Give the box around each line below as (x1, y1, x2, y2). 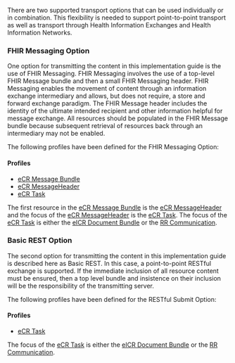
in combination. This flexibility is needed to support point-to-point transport (7, 13, 227, 22)
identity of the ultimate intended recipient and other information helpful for (7, 107, 223, 115)
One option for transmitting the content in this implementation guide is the (7, 62, 222, 70)
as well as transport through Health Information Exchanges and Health (7, 21, 211, 29)
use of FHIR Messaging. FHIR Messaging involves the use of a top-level (7, 70, 215, 78)
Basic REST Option (7, 236, 72, 246)
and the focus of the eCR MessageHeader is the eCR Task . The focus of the (7, 210, 227, 219)
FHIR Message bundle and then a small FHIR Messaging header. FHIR (7, 77, 209, 85)
